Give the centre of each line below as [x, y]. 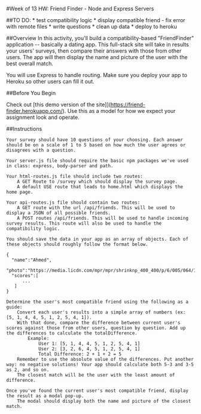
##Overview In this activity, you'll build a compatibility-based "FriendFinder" [100, 38]
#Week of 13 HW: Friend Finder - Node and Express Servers [80, 9]
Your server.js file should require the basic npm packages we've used [97, 161]
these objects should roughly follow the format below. [77, 244]
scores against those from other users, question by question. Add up [96, 328]
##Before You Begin [31, 93]
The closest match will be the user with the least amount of [96, 375]
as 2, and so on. [28, 370]
